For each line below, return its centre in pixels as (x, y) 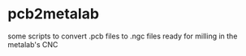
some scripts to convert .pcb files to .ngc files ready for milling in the (123, 36)
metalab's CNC (33, 44)
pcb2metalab (53, 14)
